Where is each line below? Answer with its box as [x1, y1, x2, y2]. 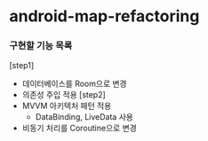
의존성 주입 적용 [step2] [21, 90, 107, 100]
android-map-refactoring [9, 6, 200, 27]
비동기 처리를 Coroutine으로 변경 [21, 122, 138, 134]
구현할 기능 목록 [9, 40, 73, 52]
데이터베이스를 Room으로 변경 [21, 78, 127, 90]
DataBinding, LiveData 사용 [35, 112, 133, 122]
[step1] [9, 60, 35, 71]
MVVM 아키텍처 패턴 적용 [21, 100, 112, 112]
